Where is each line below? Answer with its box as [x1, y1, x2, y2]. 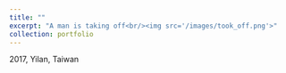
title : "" [9, 12, 46, 22]
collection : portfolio [9, 29, 94, 38]
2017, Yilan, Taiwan [9, 54, 80, 65]
